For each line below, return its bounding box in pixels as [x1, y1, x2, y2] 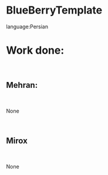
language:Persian [6, 23, 49, 30]
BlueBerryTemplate [6, 4, 103, 17]
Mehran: [6, 80, 38, 90]
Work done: [6, 44, 65, 57]
